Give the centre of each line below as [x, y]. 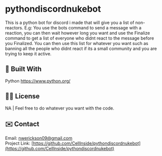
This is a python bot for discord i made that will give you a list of [70, 22]
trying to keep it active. [28, 54]
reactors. [14, 27]
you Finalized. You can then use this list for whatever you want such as [77, 43]
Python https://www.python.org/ [38, 81]
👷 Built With [23, 69]
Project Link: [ [19, 143]
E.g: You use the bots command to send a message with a [83, 27]
